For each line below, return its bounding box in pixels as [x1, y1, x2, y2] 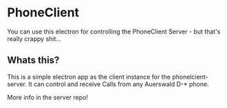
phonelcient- [171, 72, 208, 81]
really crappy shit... [7, 34, 62, 42]
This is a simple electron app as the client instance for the [7, 72, 171, 81]
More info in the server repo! [7, 93, 88, 101]
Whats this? [7, 55, 60, 66]
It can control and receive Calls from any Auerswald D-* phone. [28, 80, 209, 88]
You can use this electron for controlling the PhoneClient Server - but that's [7, 27, 221, 36]
